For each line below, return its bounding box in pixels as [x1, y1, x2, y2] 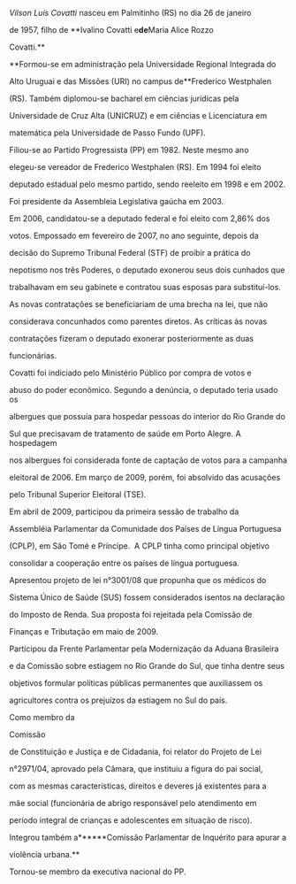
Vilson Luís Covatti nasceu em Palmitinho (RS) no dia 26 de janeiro [9, 8, 252, 18]
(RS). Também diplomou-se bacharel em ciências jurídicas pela [9, 93, 239, 104]
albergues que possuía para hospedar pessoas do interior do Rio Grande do [9, 411, 285, 421]
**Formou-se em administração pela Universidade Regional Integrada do [9, 59, 277, 69]
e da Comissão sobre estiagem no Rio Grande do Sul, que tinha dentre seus [9, 661, 285, 671]
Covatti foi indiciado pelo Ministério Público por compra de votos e [9, 367, 252, 378]
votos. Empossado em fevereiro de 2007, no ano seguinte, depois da [9, 230, 259, 241]
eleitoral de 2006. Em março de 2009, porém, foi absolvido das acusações [9, 473, 281, 482]
